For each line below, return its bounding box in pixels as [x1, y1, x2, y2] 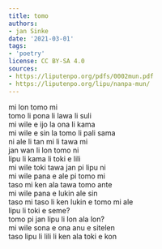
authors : [8, 19, 38, 28]
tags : [8, 42, 27, 50]
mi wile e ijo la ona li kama [8, 119, 96, 129]
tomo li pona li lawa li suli [8, 110, 92, 120]
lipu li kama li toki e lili [8, 153, 81, 163]
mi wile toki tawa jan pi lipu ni [8, 162, 107, 172]
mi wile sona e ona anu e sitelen [8, 222, 116, 232]
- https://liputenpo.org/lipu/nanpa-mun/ [8, 79, 151, 88]
